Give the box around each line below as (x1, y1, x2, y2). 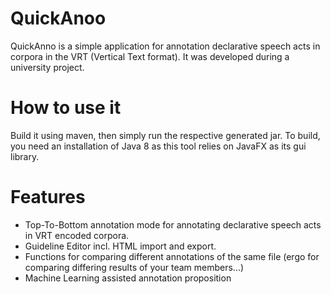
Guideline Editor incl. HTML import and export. (24, 240, 217, 252)
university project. (10, 61, 85, 73)
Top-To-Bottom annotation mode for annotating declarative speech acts (24, 218, 322, 231)
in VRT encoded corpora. (24, 229, 130, 241)
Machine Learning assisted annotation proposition (24, 272, 232, 284)
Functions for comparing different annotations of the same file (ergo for (24, 250, 320, 262)
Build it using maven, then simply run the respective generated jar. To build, (10, 129, 321, 141)
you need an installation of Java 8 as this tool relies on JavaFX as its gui (10, 140, 307, 152)
